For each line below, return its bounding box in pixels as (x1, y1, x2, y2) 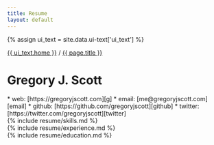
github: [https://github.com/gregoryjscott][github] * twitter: (33, 102, 200, 110)
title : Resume (7, 10, 48, 17)
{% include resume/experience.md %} (7, 124, 116, 132)
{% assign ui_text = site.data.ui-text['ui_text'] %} (7, 35, 144, 43)
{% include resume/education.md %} (7, 131, 112, 140)
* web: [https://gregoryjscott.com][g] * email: (7, 95, 136, 103)
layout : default (7, 16, 53, 23)
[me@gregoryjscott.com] (136, 95, 208, 103)
